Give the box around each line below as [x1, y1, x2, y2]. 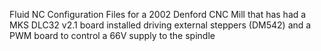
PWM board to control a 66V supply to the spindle [9, 30, 216, 41]
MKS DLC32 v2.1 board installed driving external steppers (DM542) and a [9, 19, 312, 31]
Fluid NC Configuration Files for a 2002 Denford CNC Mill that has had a [9, 9, 307, 20]
